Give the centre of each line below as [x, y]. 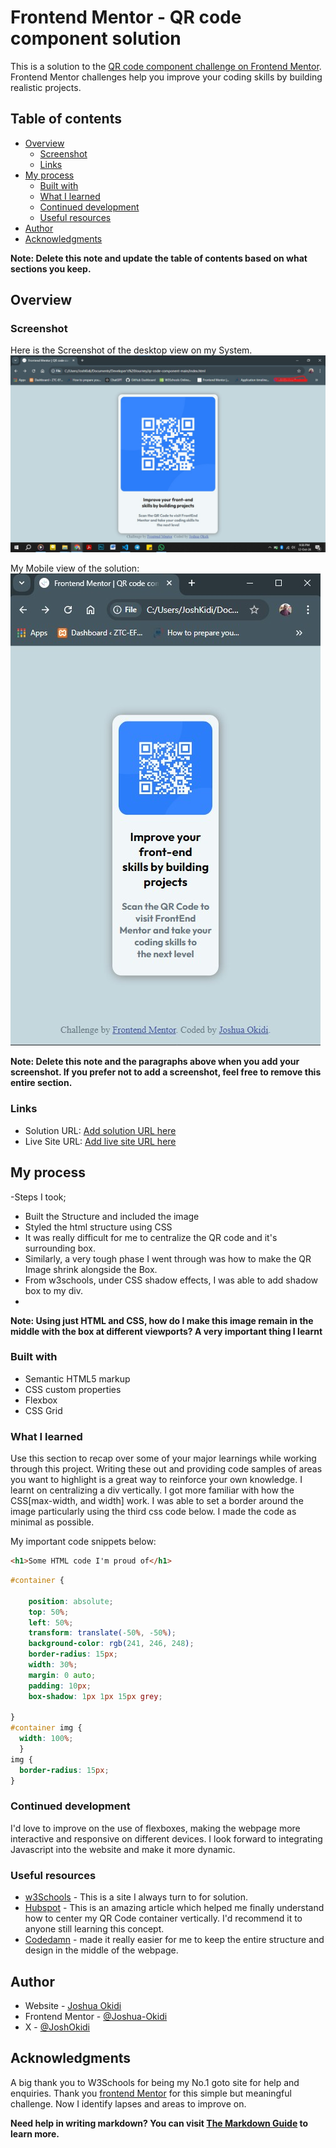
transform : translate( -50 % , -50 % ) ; [102, 1633]
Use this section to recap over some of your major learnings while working [163, 1458]
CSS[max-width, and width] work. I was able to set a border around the [157, 1501]
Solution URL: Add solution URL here [100, 1130]
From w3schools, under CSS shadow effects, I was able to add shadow [171, 1280]
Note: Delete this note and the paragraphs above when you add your [155, 1062]
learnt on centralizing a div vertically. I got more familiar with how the [152, 1490]
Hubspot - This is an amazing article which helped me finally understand [174, 1908]
